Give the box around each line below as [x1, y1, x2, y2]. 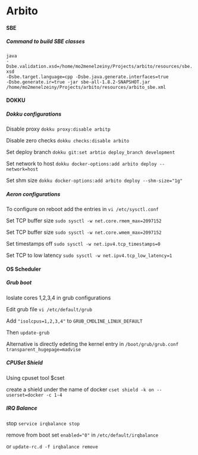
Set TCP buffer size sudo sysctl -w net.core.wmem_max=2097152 [6, 228, 162, 236]
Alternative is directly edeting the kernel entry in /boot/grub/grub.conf [6, 340, 179, 347]
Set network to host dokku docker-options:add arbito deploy [6, 160, 157, 168]
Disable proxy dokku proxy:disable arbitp [6, 125, 111, 132]
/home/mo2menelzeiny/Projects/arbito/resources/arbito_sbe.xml [6, 84, 166, 90]
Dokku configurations [6, 110, 62, 117]
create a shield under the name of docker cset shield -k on [6, 386, 155, 393]
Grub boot [6, 279, 32, 286]
